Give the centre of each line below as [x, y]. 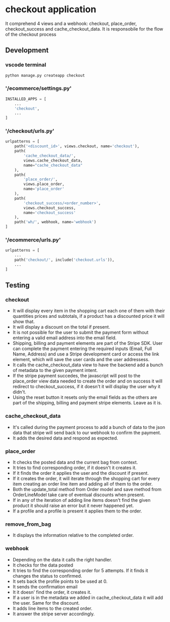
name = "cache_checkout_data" [53, 165]
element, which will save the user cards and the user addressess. [81, 360]
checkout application [51, 9]
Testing [18, 286]
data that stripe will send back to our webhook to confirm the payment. [87, 432]
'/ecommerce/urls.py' [33, 240]
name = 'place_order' [44, 189]
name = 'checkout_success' [50, 212]
